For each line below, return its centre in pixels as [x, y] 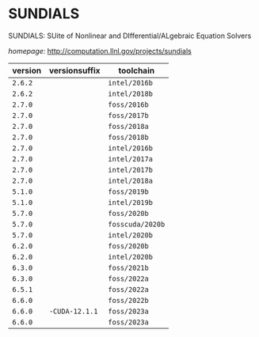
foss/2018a [128, 126]
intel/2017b [130, 170]
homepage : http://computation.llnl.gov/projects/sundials [100, 51]
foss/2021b [128, 267]
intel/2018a [130, 180]
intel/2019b [130, 202]
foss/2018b [128, 137]
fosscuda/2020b [137, 224]
